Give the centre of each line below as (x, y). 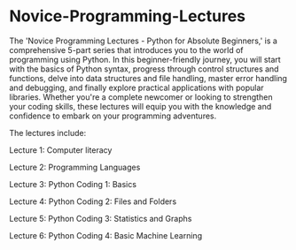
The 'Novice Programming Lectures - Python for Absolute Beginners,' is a (143, 41)
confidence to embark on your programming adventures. (113, 116)
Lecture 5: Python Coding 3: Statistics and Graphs (101, 218)
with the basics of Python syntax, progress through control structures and (144, 69)
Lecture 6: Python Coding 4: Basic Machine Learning (105, 235)
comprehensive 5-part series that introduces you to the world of (126, 49)
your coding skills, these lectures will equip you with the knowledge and (140, 106)
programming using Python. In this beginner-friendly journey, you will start (145, 59)
